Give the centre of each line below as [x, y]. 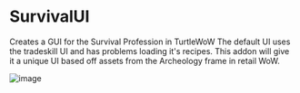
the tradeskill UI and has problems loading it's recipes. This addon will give [150, 51]
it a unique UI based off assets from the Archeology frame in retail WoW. [145, 60]
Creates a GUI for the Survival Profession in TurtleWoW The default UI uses [150, 42]
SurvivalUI [50, 17]
